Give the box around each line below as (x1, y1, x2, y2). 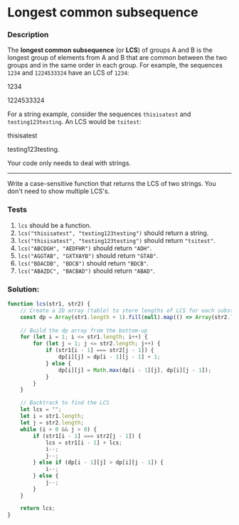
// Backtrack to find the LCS (20, 400, 110, 407)
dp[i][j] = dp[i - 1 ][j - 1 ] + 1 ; (58, 353, 161, 360)
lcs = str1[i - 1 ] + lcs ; (45, 439, 122, 446)
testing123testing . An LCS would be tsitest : (7, 118, 142, 126)
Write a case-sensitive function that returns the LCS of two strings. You (7, 180, 216, 188)
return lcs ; (20, 505, 55, 512)
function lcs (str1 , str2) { (7, 301, 91, 308)
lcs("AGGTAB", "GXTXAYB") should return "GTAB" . (17, 251, 159, 260)
